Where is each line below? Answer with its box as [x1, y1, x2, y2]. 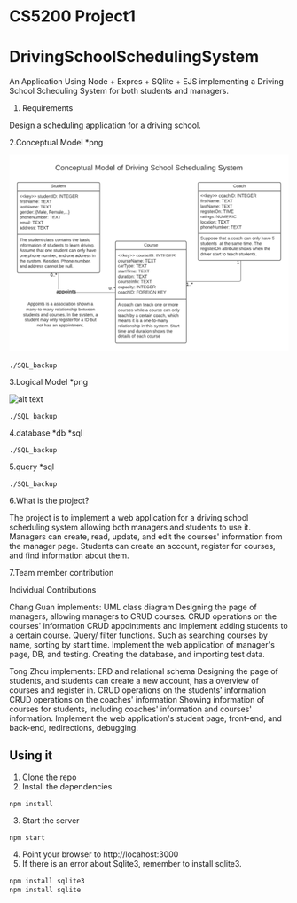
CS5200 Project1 [9, 6, 136, 27]
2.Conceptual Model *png [9, 137, 104, 148]
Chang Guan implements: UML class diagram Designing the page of [9, 601, 257, 612]
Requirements [21, 103, 74, 114]
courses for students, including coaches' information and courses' [9, 703, 253, 714]
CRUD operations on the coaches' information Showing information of [9, 695, 265, 704]
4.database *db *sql [9, 428, 83, 438]
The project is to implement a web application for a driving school [9, 513, 249, 522]
